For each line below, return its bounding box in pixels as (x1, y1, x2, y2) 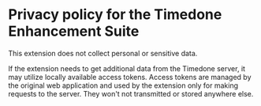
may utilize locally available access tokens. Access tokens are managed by (8, 72, 252, 81)
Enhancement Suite (8, 22, 140, 40)
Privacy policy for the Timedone (8, 6, 222, 24)
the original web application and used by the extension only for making (8, 81, 239, 90)
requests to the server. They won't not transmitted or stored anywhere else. (8, 89, 254, 98)
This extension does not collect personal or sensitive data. (8, 48, 198, 58)
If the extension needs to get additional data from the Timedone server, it (8, 63, 246, 73)
